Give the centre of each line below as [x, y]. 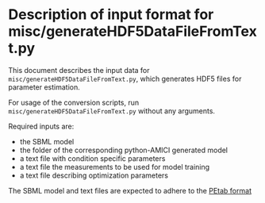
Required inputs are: [41, 126]
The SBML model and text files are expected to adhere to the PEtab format [130, 190]
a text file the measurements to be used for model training [115, 167]
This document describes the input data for [79, 70]
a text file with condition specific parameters [92, 158]
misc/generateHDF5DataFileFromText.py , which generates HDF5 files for [125, 79]
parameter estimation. [44, 87]
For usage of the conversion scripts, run [74, 102]
